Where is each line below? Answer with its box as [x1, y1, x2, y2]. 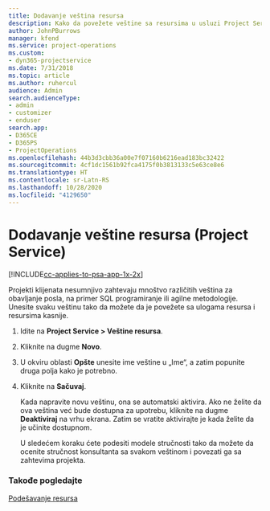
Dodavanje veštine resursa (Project [8, 226, 249, 243]
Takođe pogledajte [8, 475, 83, 486]
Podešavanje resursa [8, 493, 78, 503]
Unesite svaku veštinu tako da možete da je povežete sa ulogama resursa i [8, 302, 256, 312]
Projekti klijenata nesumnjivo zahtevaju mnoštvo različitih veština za [8, 284, 233, 294]
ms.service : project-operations [8, 42, 117, 50]
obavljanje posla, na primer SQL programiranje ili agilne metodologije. [8, 293, 239, 303]
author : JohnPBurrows [8, 27, 81, 35]
